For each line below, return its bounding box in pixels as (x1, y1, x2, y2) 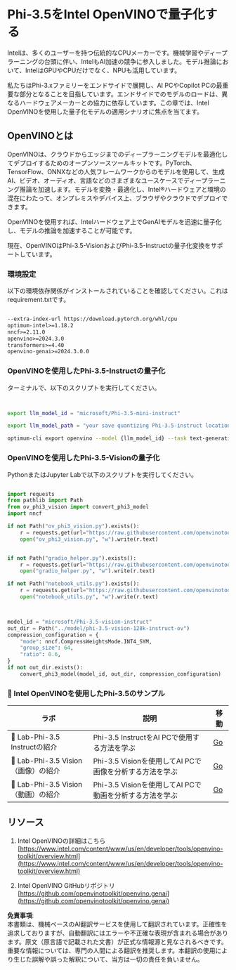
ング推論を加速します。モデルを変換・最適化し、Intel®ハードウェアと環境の (7, 185, 226, 193)
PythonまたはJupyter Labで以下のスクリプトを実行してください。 (7, 470, 198, 478)
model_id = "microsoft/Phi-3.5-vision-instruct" (7, 618, 152, 625)
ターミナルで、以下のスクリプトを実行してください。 (7, 384, 161, 392)
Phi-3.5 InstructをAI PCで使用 (93, 733, 193, 742)
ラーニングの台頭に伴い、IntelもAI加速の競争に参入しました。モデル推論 (7, 57, 216, 65)
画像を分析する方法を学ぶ (93, 767, 178, 777)
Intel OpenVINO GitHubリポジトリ (17, 881, 116, 889)
